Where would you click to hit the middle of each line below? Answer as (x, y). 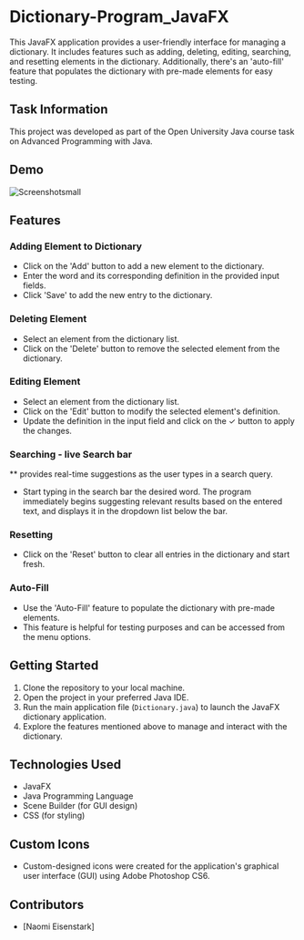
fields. (34, 285)
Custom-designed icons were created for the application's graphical (151, 866)
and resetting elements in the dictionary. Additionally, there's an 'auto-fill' (147, 61)
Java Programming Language (78, 796)
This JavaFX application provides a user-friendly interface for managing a (148, 42)
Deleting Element (48, 319)
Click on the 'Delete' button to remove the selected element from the (151, 348)
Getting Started (54, 666)
